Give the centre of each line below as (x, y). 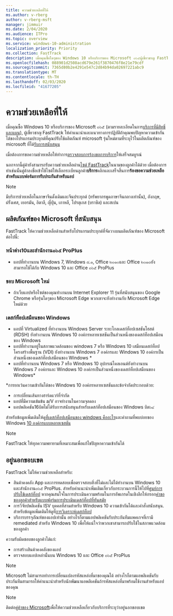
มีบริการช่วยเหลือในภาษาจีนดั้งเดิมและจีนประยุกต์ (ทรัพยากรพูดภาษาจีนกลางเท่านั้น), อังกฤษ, (83, 197)
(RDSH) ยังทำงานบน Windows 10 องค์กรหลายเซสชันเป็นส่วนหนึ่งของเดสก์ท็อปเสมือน (88, 335)
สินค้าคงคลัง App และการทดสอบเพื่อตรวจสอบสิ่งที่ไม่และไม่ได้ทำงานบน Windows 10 (87, 483)
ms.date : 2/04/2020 (27, 29)
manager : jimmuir (24, 24)
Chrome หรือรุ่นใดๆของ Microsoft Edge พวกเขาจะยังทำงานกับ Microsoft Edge (86, 298)
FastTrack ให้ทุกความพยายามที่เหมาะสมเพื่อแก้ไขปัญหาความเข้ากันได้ (65, 444)
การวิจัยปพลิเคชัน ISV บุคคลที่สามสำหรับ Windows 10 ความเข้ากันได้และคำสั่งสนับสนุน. (89, 506)
